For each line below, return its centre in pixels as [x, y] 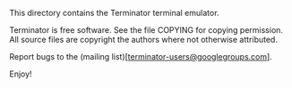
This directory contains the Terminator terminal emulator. [114, 13]
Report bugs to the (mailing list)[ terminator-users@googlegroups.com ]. [141, 56]
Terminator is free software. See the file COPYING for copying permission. [146, 30]
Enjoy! [21, 74]
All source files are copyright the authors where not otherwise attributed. [143, 40]
